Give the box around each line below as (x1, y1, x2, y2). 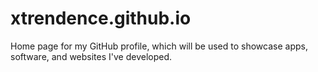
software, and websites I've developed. (10, 50, 173, 62)
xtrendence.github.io (10, 7, 192, 30)
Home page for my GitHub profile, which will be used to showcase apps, (10, 40, 308, 52)
